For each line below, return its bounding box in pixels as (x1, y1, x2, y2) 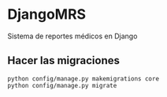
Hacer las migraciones (7, 54, 120, 67)
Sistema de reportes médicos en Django (7, 31, 138, 41)
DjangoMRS (7, 5, 87, 23)
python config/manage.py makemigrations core (7, 74, 159, 83)
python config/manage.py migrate (7, 81, 117, 89)
